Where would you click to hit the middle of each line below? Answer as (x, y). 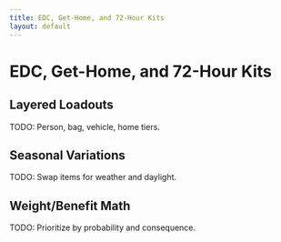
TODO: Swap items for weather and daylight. (93, 177)
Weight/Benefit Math (70, 206)
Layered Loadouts (61, 105)
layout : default (40, 26)
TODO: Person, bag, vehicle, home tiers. (85, 126)
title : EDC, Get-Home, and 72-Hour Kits (87, 18)
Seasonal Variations (67, 155)
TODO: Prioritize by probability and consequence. (103, 227)
